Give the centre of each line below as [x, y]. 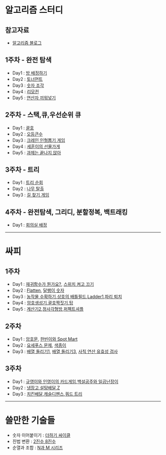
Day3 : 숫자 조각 [28, 85]
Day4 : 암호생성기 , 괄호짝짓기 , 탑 [43, 303]
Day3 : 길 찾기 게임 [31, 195]
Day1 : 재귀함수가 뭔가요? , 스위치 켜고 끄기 [53, 284]
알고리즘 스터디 [34, 10]
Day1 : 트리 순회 [28, 183]
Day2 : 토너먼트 [27, 79]
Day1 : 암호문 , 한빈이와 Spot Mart [45, 339]
